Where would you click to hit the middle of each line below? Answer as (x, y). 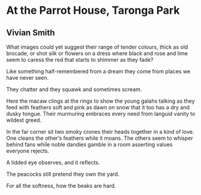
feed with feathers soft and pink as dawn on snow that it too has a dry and (98, 107)
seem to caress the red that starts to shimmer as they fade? (80, 60)
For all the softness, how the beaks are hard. (61, 186)
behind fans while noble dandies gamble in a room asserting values (89, 144)
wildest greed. (24, 120)
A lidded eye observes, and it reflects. (53, 162)
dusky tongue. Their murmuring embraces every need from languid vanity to (101, 114)
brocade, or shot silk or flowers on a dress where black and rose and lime (97, 53)
